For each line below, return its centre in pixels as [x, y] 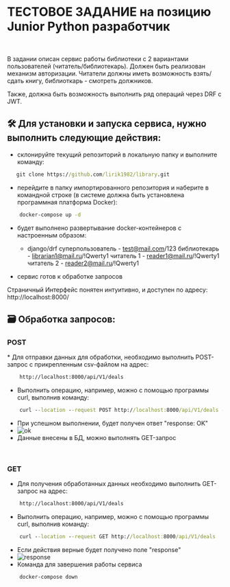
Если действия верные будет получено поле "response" [99, 549]
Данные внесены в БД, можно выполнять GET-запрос [97, 437]
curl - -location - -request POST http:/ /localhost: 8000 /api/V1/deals [119, 410]
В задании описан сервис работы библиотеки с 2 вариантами [98, 58]
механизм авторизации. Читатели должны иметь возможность [100, 73]
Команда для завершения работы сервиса [79, 564]
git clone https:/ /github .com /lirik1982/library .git [93, 174]
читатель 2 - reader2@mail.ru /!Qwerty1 [83, 263]
